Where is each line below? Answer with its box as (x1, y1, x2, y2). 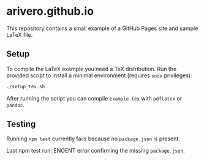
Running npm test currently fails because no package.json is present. (6, 135, 181, 142)
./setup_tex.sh (6, 83, 45, 90)
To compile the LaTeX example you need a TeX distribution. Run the (6, 65, 177, 72)
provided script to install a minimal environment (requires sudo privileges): (6, 72, 192, 79)
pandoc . (6, 101, 25, 109)
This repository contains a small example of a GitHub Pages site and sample (6, 25, 198, 32)
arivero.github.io (6, 4, 94, 18)
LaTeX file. (6, 31, 33, 38)
